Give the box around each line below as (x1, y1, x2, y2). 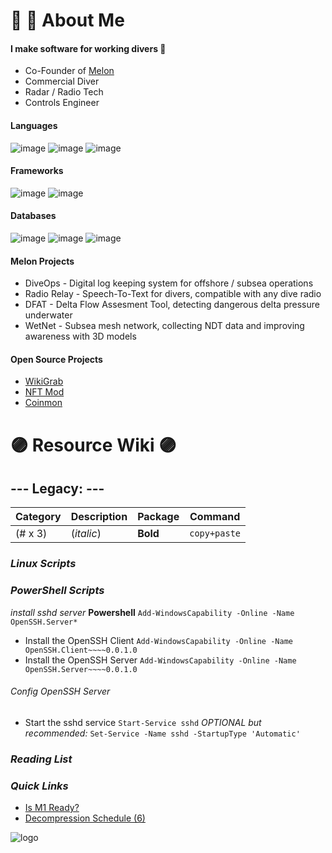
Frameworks (10, 165, 64, 177)
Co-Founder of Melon (24, 65, 115, 77)
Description (70, 510, 128, 524)
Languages (10, 119, 58, 131)
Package (137, 510, 180, 524)
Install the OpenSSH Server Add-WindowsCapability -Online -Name (24, 654, 297, 666)
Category (15, 510, 62, 524)
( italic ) (70, 527, 102, 541)
